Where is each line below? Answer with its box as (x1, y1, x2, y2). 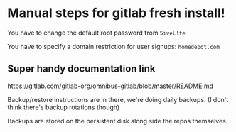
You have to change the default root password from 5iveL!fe (7, 28, 186, 37)
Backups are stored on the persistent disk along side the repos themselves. (7, 116, 228, 125)
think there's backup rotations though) (7, 103, 120, 111)
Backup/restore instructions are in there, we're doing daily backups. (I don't (7, 95, 229, 104)
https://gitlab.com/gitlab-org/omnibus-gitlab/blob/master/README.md (7, 82, 214, 90)
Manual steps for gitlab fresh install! (7, 5, 225, 21)
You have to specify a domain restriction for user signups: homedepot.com (7, 42, 220, 50)
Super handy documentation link (7, 62, 156, 75)
